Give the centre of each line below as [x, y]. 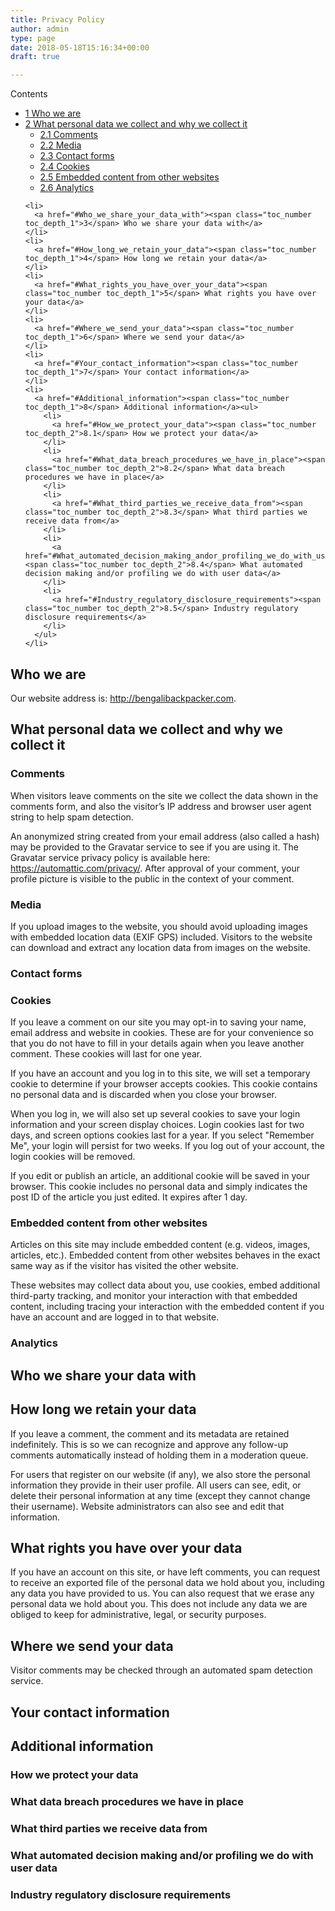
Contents [29, 94]
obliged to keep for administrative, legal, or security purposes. [138, 1615]
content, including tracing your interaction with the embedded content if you [167, 1307]
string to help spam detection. [72, 817]
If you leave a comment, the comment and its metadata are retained [150, 1433]
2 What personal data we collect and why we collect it [136, 124]
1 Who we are [53, 113]
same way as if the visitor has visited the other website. [124, 1266]
